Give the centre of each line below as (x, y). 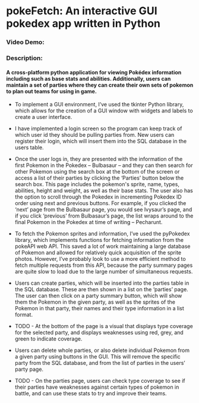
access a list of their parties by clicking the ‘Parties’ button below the (99, 178)
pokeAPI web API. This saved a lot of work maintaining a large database (102, 246)
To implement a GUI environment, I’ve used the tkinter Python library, (99, 105)
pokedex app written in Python (83, 23)
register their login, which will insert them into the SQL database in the (101, 141)
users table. (29, 147)
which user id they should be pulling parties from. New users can (94, 135)
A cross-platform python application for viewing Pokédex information (94, 72)
